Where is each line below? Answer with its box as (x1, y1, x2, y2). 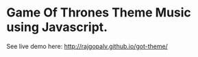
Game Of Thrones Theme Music (6, 5, 191, 21)
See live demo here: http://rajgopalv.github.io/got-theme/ (6, 42, 169, 50)
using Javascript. (6, 19, 108, 35)
